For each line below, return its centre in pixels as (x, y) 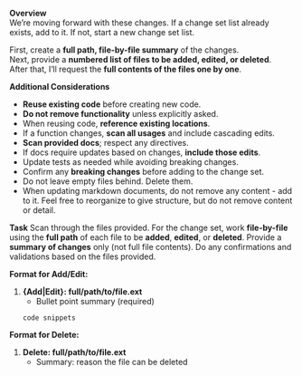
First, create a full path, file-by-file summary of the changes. (124, 50)
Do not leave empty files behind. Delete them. (108, 181)
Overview (28, 13)
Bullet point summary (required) (95, 301)
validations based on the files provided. (83, 256)
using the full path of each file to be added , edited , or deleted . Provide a (146, 237)
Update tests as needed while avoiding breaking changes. (131, 162)
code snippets (49, 318)
